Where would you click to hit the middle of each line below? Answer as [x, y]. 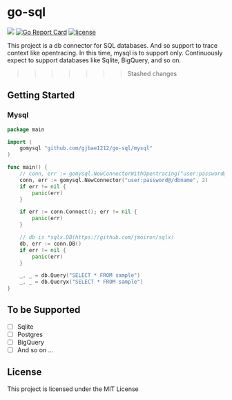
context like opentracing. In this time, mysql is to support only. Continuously [115, 53]
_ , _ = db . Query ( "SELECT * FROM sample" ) [80, 275]
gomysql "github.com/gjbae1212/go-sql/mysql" [86, 148]
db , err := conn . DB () [50, 244]
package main [26, 129]
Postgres [30, 334]
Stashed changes [152, 73]
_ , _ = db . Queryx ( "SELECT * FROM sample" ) [81, 282]
